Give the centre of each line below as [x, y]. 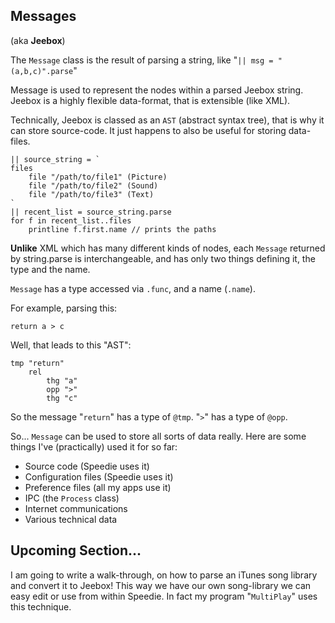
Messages [43, 16]
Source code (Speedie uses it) [87, 466]
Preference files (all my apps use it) [98, 487]
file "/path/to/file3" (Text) [91, 194]
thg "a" [62, 380]
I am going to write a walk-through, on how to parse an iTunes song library [164, 575]
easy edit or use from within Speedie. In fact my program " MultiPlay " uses [164, 596]
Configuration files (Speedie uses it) [99, 476]
